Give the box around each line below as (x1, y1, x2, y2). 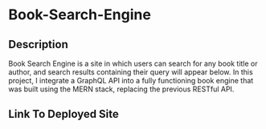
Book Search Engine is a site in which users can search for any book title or (8, 58, 259, 68)
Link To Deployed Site (8, 107, 119, 121)
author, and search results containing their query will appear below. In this (8, 67, 253, 77)
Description (8, 38, 68, 51)
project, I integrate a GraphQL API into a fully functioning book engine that (8, 76, 254, 85)
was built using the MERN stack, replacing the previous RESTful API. (8, 84, 235, 94)
